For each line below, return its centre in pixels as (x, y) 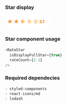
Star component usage (33, 39)
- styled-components (26, 89)
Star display (20, 7)
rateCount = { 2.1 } (26, 60)
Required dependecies (33, 78)
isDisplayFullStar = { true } (36, 55)
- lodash (14, 99)
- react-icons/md (23, 94)
